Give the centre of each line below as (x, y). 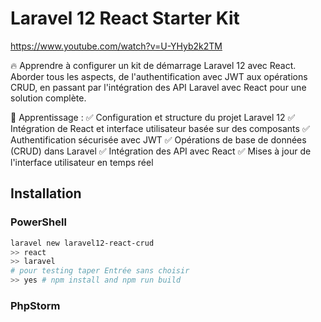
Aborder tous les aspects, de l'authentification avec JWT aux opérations (159, 76)
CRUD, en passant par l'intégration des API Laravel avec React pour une (158, 87)
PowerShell (38, 222)
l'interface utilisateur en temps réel (82, 162)
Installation (46, 193)
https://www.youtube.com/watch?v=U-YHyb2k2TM (116, 46)
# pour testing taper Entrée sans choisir (100, 271)
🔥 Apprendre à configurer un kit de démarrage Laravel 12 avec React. (153, 65)
